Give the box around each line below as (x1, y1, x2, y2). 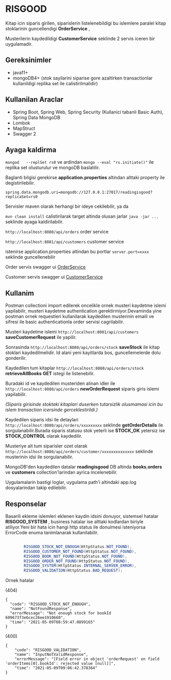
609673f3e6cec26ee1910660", (5, 615, 66, 620)
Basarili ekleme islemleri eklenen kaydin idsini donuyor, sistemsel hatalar (5, 513, 159, 519)
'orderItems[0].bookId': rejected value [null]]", (5, 661, 116, 666)
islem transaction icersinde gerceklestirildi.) (5, 406, 98, 413)
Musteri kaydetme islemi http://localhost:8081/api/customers (5, 329, 139, 335)
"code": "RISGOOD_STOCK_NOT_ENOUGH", (10, 601, 91, 607)
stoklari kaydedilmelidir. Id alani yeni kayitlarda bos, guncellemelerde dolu (5, 349, 161, 356)
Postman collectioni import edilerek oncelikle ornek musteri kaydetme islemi (5, 302, 166, 308)
